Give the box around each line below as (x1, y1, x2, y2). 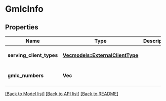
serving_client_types (7, 52, 58, 58)
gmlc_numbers (7, 72, 44, 79)
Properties (5, 23, 39, 31)
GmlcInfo (5, 3, 43, 15)
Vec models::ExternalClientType (62, 52, 139, 58)
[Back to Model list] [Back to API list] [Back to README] (5, 91, 119, 97)
